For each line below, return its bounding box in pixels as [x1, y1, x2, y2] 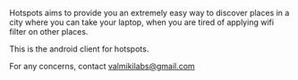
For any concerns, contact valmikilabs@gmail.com [9, 61, 195, 71]
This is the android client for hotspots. [9, 44, 149, 54]
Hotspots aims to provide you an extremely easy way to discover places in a [9, 8, 290, 18]
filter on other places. [9, 27, 89, 36]
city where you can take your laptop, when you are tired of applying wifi [9, 17, 275, 28]
